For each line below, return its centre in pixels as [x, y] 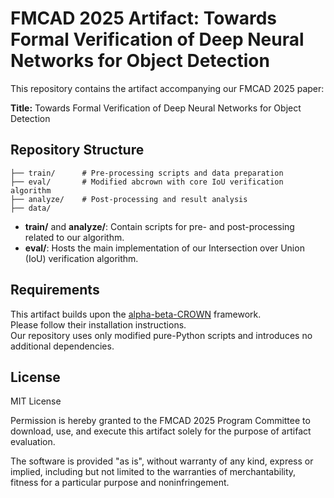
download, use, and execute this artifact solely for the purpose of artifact [161, 431]
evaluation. [33, 442]
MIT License [36, 401]
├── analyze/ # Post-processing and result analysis [129, 199]
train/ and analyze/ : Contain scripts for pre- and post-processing [159, 226]
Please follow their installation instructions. [98, 324]
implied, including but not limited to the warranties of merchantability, [153, 472]
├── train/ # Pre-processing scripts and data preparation [147, 173]
